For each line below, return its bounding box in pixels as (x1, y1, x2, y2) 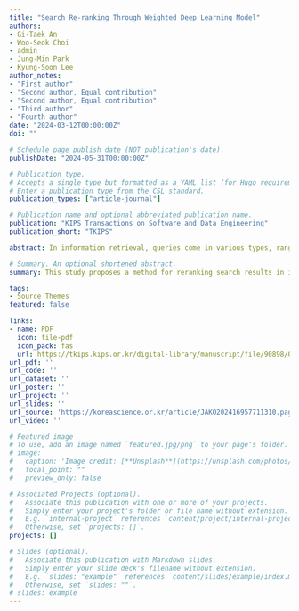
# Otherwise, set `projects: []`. (9, 523, 145, 532)
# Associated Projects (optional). (9, 490, 141, 499)
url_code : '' (9, 367, 58, 376)
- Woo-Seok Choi (9, 37, 69, 47)
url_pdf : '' (9, 358, 53, 367)
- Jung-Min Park (9, 54, 69, 63)
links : (9, 317, 34, 326)
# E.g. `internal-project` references (9, 515, 162, 524)
